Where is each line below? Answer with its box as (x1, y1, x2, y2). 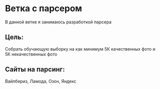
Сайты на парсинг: (5, 65, 65, 73)
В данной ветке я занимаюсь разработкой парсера (5, 19, 112, 25)
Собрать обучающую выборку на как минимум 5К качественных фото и (5, 46, 156, 52)
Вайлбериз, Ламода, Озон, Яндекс (5, 78, 77, 84)
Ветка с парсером (5, 3, 82, 14)
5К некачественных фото (5, 51, 57, 57)
